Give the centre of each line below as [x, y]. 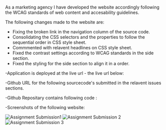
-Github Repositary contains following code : [51, 98]
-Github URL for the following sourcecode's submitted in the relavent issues [83, 83]
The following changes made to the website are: [55, 22]
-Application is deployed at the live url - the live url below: [64, 73]
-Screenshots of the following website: [45, 107]
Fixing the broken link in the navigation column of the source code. [81, 32]
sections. [14, 88]
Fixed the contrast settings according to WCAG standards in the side [83, 53]
